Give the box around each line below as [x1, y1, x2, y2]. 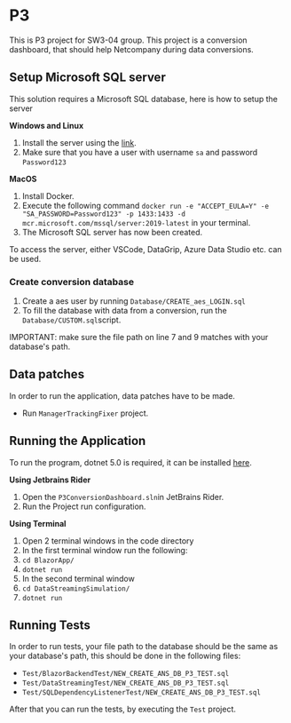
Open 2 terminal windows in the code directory [21, 535, 194, 546]
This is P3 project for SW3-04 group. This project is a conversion [9, 35, 248, 45]
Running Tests [9, 618, 90, 633]
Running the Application [9, 433, 146, 449]
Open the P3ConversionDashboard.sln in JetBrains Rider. [21, 491, 224, 502]
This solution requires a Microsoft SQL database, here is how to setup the [9, 93, 278, 104]
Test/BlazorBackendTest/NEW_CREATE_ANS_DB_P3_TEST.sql [21, 670, 230, 679]
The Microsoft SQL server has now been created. [21, 226, 203, 237]
